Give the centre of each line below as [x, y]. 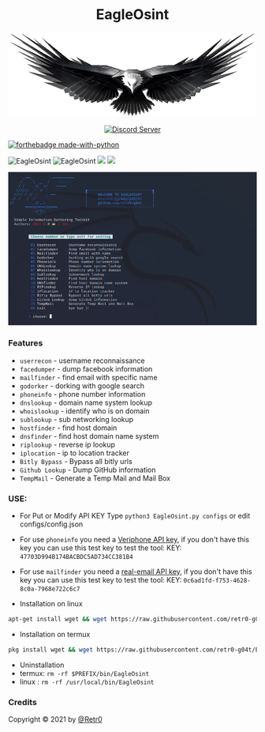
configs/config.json [51, 524]
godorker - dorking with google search [82, 386]
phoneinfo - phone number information [82, 394]
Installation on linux [51, 603]
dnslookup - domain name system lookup [86, 402]
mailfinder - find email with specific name [88, 377]
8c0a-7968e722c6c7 [50, 589]
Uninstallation [42, 665]
